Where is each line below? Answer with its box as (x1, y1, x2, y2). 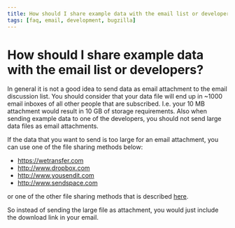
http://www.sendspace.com (17, 179, 98, 187)
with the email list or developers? (7, 62, 204, 78)
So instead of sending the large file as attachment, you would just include (7, 206, 219, 214)
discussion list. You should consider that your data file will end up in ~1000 (7, 92, 222, 101)
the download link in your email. (7, 213, 99, 222)
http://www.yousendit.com (17, 171, 94, 180)
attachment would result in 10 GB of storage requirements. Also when (7, 107, 208, 115)
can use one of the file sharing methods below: (7, 143, 143, 151)
